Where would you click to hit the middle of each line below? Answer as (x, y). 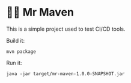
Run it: (14, 63)
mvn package (21, 51)
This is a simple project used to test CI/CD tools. (66, 29)
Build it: (16, 40)
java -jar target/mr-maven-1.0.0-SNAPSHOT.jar (65, 74)
